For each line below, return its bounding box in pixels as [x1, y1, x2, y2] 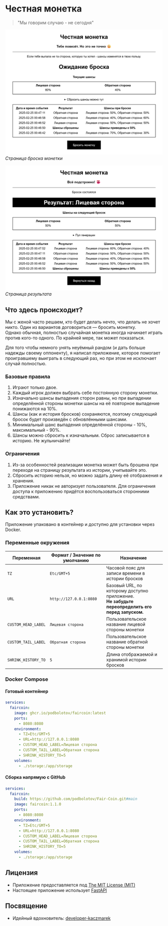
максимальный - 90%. [12, 427, 61, 433]
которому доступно [106, 588, 148, 594]
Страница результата [5, 291, 52, 297]
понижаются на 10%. [12, 406, 57, 412]
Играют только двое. [12, 385, 57, 391]
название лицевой [106, 621, 146, 627]
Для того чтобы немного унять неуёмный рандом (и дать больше [5, 344, 146, 351]
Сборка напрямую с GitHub [5, 774, 66, 780]
